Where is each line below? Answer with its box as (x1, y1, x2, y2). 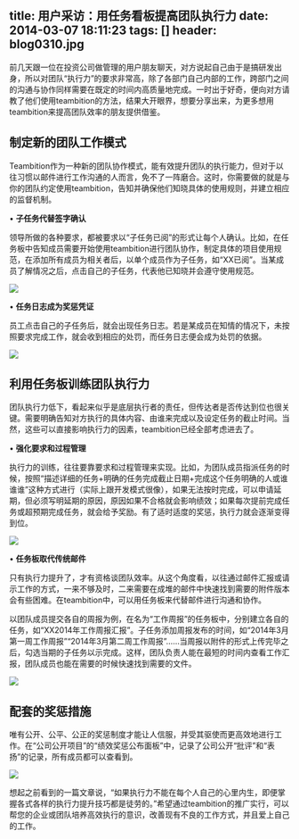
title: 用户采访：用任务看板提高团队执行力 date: (9, 8, 269, 24)
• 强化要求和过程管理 (9, 443, 86, 453)
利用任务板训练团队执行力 (9, 377, 149, 392)
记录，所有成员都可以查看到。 (28, 752, 138, 762)
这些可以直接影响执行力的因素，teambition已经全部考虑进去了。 (24, 424, 259, 435)
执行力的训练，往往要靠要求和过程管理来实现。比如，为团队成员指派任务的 (9, 462, 282, 473)
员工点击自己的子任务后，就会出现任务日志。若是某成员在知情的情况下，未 (9, 320, 282, 330)
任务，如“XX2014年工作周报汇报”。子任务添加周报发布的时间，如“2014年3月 (9, 625, 289, 635)
